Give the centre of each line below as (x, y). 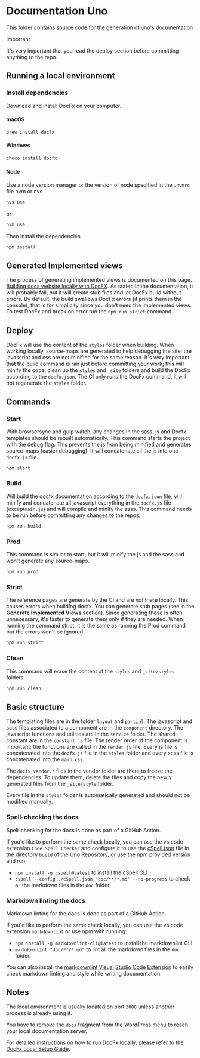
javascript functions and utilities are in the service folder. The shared (91, 734)
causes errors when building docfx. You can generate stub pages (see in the (100, 607)
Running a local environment (61, 76)
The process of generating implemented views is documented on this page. (99, 280)
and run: (16, 860)
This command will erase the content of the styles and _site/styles (90, 671)
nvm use (16, 224)
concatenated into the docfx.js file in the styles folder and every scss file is (100, 753)
